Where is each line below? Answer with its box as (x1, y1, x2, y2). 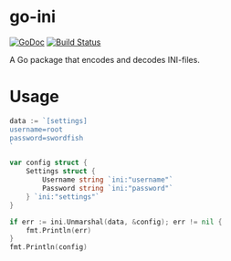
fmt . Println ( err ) (26, 225, 92, 235)
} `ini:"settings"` (26, 192, 100, 202)
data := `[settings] (9, 116, 89, 125)
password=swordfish (9, 133, 84, 142)
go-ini (9, 6, 57, 27)
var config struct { (9, 158, 89, 168)
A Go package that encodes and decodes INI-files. (9, 54, 201, 65)
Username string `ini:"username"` (42, 175, 173, 184)
